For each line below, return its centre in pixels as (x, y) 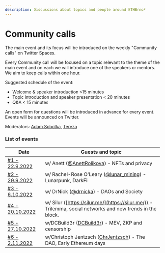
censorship (58, 229)
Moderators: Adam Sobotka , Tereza (41, 126)
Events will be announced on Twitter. (42, 117)
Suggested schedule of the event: (39, 82)
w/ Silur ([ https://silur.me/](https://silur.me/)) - (99, 202)
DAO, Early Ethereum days (75, 243)
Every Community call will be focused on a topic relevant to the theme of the (82, 62)
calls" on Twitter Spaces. (30, 53)
